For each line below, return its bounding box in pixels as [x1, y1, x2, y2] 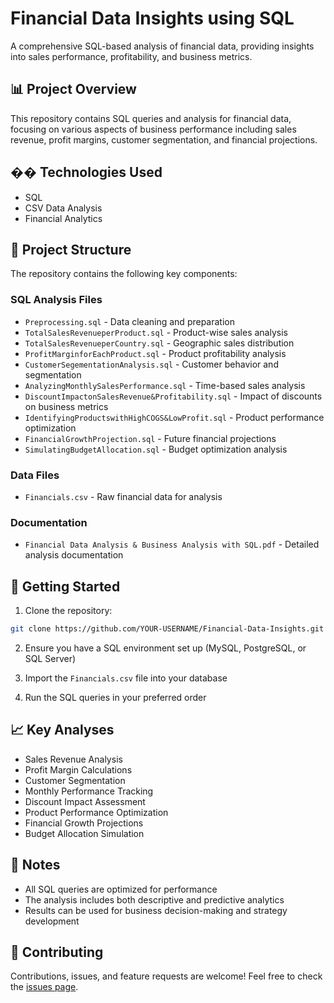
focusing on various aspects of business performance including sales [10, 123, 297, 135]
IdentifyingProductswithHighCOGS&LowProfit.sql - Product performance [24, 411, 325, 423]
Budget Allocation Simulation [24, 827, 145, 839]
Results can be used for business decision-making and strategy [24, 904, 288, 916]
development [24, 915, 80, 927]
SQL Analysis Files [10, 293, 103, 307]
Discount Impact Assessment [24, 795, 146, 807]
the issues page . [10, 981, 79, 993]
